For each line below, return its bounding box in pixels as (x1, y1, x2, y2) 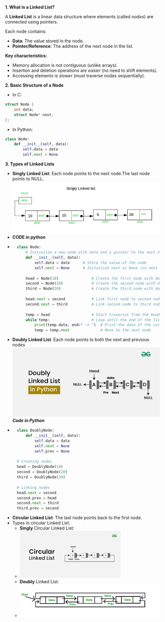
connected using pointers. (5, 19, 58, 25)
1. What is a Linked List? (5, 4, 55, 10)
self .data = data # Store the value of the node (34, 260, 147, 265)
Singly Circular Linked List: (19, 525, 75, 531)
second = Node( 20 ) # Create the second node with (25, 281, 156, 286)
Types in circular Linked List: (12, 520, 70, 526)
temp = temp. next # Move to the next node (34, 328, 151, 333)
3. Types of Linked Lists (5, 161, 55, 167)
